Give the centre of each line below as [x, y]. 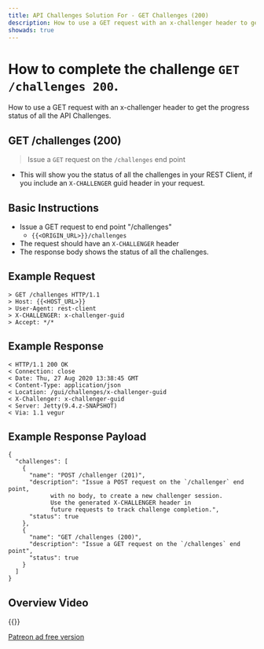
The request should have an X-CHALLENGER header [99, 243]
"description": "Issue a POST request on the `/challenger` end [136, 482]
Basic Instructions [54, 208]
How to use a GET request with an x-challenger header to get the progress [129, 108]
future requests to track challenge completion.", [135, 510]
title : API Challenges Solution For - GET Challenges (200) [109, 15]
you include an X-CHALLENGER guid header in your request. [112, 183]
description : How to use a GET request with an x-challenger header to [128, 23]
